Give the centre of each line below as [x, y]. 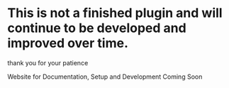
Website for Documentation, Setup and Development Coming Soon [105, 77]
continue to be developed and [97, 28]
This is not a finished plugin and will [115, 13]
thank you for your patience [48, 62]
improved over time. [68, 43]
